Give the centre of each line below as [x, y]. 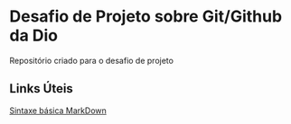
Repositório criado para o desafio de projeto [92, 60]
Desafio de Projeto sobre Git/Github [146, 17]
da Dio [34, 35]
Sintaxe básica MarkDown [58, 111]
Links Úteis [42, 89]
